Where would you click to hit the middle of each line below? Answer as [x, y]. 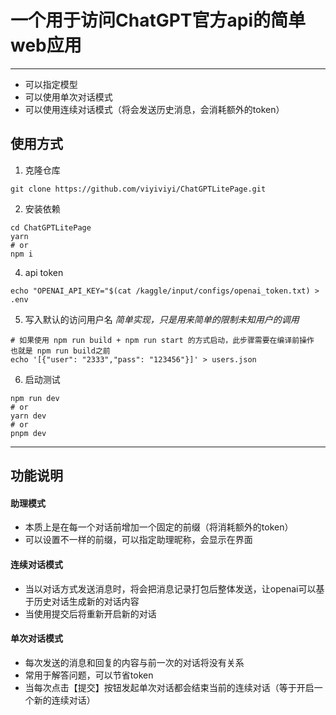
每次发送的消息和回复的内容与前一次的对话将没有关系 [134, 662]
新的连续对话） [64, 700]
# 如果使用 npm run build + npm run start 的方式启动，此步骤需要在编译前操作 [162, 340]
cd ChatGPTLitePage [51, 227]
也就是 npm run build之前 [60, 351]
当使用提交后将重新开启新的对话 [90, 613]
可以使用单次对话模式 [68, 97]
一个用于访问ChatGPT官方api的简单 [158, 20]
